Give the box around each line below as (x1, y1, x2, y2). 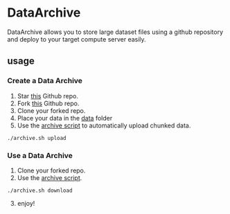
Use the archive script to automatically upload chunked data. (17, 121, 191, 130)
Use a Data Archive (7, 150, 73, 160)
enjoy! (17, 199, 35, 207)
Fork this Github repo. (17, 99, 80, 107)
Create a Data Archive (7, 76, 83, 86)
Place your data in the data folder (17, 114, 113, 122)
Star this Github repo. (17, 91, 78, 100)
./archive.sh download (7, 187, 73, 194)
